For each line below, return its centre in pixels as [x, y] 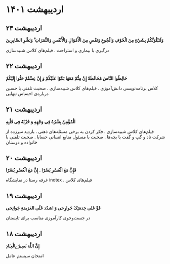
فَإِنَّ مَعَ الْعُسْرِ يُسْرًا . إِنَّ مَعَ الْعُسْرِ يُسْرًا [41, 170]
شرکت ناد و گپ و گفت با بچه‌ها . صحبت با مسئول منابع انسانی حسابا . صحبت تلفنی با [86, 137]
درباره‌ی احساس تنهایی [27, 93]
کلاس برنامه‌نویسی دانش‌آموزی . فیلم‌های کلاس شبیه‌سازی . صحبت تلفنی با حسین [82, 88]
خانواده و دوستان [22, 142]
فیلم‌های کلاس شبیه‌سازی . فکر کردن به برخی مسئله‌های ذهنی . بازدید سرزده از [80, 131]
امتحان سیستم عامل [25, 256]
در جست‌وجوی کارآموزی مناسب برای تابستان [48, 218]
